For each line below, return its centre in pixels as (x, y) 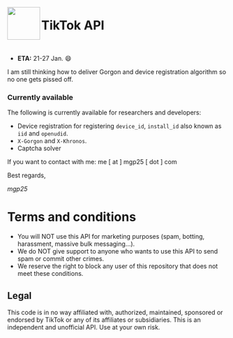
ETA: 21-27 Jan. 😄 (44, 58)
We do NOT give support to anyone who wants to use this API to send (118, 251)
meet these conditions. (50, 274)
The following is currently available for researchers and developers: (104, 112)
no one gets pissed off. (40, 79)
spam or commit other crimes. (61, 259)
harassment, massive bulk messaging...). (76, 244)
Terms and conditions (72, 217)
